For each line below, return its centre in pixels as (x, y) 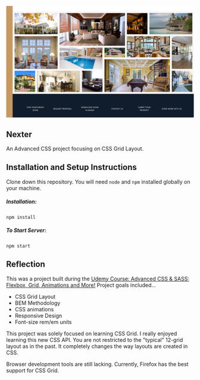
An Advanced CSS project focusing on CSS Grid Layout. (75, 149)
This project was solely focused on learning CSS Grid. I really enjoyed (92, 333)
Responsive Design (38, 316)
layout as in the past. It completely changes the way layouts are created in (97, 346)
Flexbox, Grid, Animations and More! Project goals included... (81, 285)
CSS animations (34, 309)
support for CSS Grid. (33, 370)
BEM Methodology (37, 303)
